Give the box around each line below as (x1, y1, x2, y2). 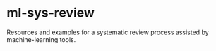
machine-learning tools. (6, 35, 76, 43)
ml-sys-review (6, 5, 95, 21)
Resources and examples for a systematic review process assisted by (6, 28, 209, 36)
